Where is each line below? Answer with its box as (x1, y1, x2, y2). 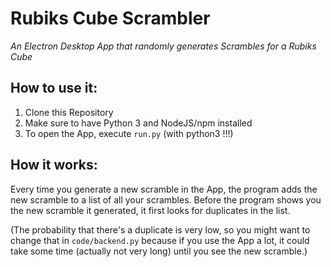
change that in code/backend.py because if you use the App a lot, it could (10, 234, 310, 246)
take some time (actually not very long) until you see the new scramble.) (10, 245, 308, 257)
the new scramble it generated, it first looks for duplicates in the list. (10, 204, 291, 216)
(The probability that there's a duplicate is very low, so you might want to (10, 223, 311, 236)
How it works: (10, 157, 98, 174)
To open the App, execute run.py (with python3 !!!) (24, 127, 234, 139)
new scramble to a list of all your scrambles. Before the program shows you (10, 193, 322, 206)
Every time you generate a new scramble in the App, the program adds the (10, 183, 318, 195)
